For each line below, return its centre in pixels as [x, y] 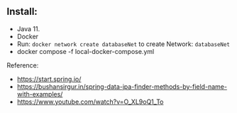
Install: [22, 12]
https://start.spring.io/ [49, 79]
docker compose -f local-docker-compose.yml [86, 51]
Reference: [23, 65]
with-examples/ [40, 94]
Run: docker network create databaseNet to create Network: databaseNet [123, 44]
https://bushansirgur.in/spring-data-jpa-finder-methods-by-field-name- [122, 86]
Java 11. [28, 28]
